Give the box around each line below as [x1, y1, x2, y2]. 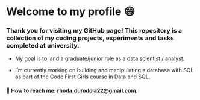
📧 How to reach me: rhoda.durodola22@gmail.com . [6, 87, 138, 95]
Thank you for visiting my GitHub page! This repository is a [6, 27, 183, 35]
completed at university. [6, 42, 80, 50]
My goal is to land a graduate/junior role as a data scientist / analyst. [14, 55, 185, 62]
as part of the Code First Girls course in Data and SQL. [14, 73, 151, 80]
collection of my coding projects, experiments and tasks [6, 34, 175, 42]
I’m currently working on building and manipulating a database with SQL [14, 67, 194, 74]
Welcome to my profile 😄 [6, 5, 136, 19]
